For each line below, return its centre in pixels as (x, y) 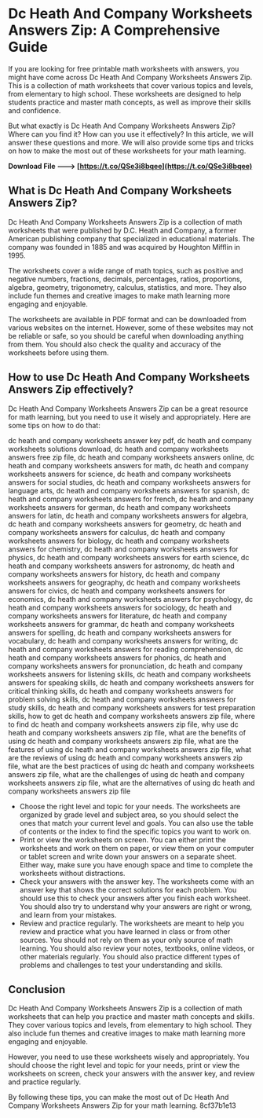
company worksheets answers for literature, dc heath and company (118, 616)
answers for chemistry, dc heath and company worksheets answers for (123, 549)
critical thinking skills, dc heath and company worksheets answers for (121, 691)
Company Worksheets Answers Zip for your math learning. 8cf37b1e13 (122, 1105)
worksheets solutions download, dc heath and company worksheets (119, 449)
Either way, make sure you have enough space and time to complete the (136, 864)
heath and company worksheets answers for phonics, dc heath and (117, 658)
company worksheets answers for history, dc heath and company (114, 574)
